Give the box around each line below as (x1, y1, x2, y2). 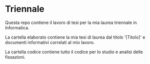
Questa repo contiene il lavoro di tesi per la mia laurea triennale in (5, 20, 137, 25)
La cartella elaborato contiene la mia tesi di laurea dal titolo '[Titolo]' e (5, 34, 146, 40)
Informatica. (5, 24, 29, 30)
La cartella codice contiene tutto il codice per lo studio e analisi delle (5, 49, 143, 55)
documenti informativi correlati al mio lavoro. (5, 39, 95, 45)
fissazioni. (5, 54, 26, 60)
